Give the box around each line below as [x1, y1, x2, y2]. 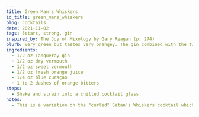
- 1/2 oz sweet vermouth [11, 63, 73, 70]
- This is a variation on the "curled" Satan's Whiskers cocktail [11, 102, 179, 108]
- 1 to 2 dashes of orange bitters [11, 80, 99, 86]
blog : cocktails [6, 19, 46, 25]
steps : [6, 86, 23, 92]
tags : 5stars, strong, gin [6, 31, 73, 37]
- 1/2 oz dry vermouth [11, 58, 68, 64]
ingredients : [6, 47, 38, 53]
